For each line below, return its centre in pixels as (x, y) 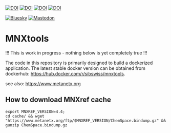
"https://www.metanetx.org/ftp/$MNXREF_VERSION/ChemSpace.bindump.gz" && (86, 121)
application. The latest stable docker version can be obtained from (76, 68)
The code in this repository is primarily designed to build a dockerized (79, 63)
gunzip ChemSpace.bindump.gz (36, 125)
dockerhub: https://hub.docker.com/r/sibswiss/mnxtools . (65, 73)
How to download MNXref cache (58, 100)
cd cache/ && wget (25, 116)
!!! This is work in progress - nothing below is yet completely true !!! (76, 53)
